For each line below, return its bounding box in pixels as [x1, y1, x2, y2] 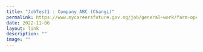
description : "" [6, 31, 47, 37]
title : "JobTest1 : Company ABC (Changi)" [6, 8, 115, 15]
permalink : [6, 14, 34, 20]
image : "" [6, 36, 31, 42]
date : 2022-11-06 [6, 20, 50, 26]
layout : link [6, 25, 39, 32]
